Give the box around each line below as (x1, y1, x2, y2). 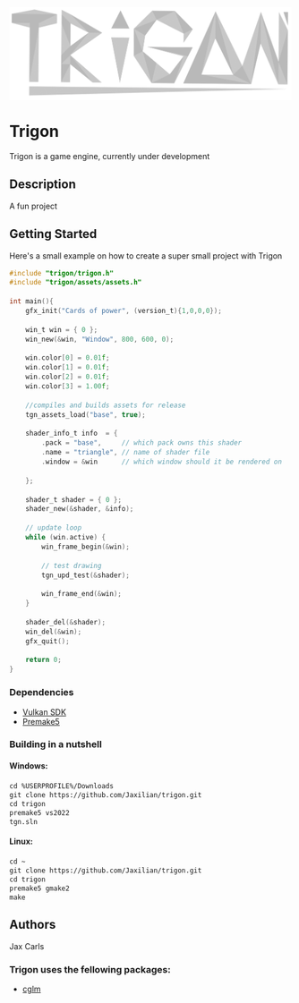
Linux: (9, 836, 33, 847)
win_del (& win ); (25, 627, 82, 636)
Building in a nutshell (9, 738, 103, 751)
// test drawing (41, 561, 102, 570)
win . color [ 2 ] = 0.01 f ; (25, 372, 110, 382)
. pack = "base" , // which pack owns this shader (41, 438, 243, 447)
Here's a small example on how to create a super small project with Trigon (9, 250, 283, 261)
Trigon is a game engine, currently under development (9, 150, 210, 161)
